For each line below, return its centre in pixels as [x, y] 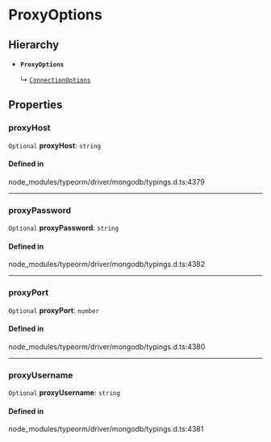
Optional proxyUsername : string [65, 393]
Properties [35, 105]
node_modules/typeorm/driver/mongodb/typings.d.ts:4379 [107, 181]
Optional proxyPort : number [54, 310]
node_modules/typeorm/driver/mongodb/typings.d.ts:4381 [106, 429]
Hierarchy [34, 45]
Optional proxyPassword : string [64, 228]
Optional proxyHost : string [55, 145]
